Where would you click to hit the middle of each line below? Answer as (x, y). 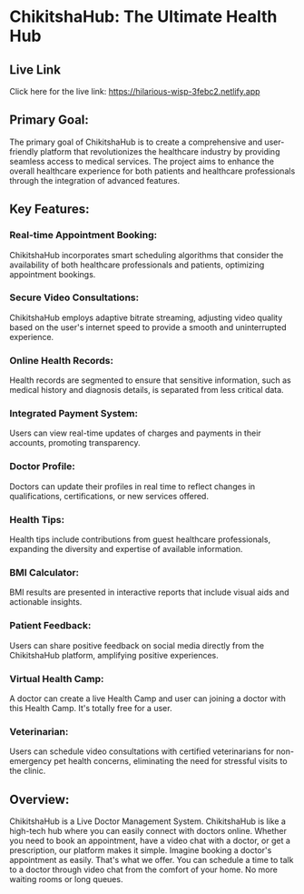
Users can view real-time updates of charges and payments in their (135, 433)
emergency (31, 761)
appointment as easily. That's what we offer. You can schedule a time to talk (152, 859)
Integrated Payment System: (74, 414)
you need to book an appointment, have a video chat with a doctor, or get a (150, 840)
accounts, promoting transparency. (75, 443)
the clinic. (28, 771)
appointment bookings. (53, 274)
